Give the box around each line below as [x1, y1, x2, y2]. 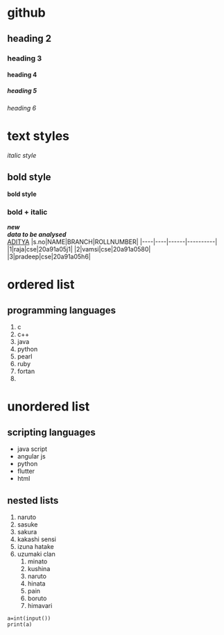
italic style [7, 151, 37, 159]
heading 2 [7, 33, 52, 44]
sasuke [17, 520, 38, 529]
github [7, 5, 46, 21]
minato [27, 557, 48, 566]
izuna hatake [17, 542, 54, 550]
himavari [27, 601, 53, 609]
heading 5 [7, 86, 37, 94]
